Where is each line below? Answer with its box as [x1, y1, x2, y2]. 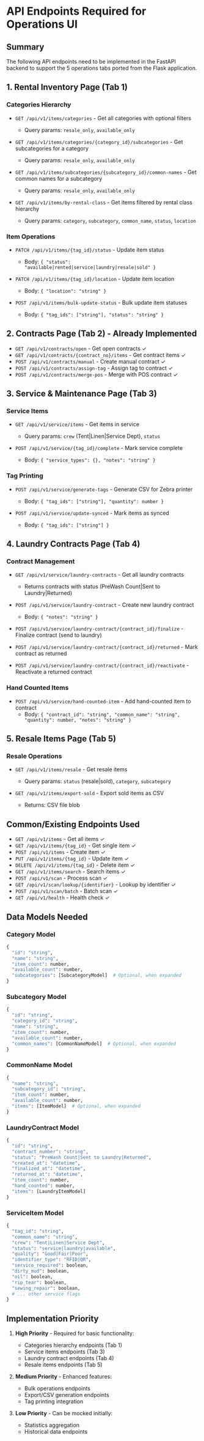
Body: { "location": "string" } [24, 286, 107, 294]
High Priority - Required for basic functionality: [15, 1330, 134, 1337]
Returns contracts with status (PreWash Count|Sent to [24, 583, 161, 590]
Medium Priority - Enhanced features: [15, 1373, 112, 1380]
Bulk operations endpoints [24, 1385, 90, 1392]
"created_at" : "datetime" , [12, 1160, 81, 1166]
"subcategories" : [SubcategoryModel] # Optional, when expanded [12, 972, 182, 979]
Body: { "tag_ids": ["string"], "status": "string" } [24, 310, 164, 318]
